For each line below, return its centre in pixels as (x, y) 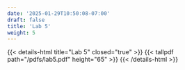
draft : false (26, 20)
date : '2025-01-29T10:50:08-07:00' (59, 13)
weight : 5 (22, 33)
